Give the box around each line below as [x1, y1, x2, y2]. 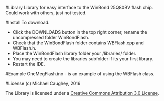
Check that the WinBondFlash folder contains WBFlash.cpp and [12, 40, 144, 46]
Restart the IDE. [12, 61, 45, 67]
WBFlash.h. [12, 45, 37, 51]
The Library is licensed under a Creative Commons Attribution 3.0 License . [5, 90, 159, 96]
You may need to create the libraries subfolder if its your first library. [12, 56, 154, 62]
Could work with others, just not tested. [5, 10, 87, 16]
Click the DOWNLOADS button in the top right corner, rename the [12, 29, 147, 35]
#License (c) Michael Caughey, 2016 [5, 80, 81, 86]
